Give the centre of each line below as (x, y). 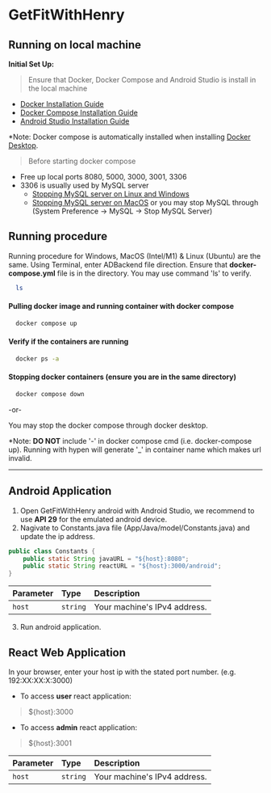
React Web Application (67, 652)
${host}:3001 (50, 743)
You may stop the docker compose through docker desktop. (108, 425)
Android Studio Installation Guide (75, 121)
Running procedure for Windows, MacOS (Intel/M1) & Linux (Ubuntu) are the (135, 255)
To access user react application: (75, 696)
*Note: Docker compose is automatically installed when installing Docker (130, 137)
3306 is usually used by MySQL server (84, 185)
